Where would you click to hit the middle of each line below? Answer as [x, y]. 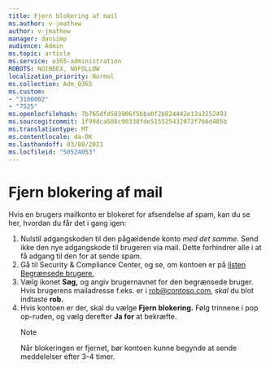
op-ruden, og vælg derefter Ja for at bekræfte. [98, 317]
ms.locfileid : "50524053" [52, 152]
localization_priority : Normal [61, 76]
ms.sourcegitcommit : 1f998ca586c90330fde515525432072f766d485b [118, 122]
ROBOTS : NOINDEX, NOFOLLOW [54, 69]
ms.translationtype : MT [49, 129]
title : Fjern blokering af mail [63, 16]
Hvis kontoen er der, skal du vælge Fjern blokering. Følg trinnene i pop [139, 308]
